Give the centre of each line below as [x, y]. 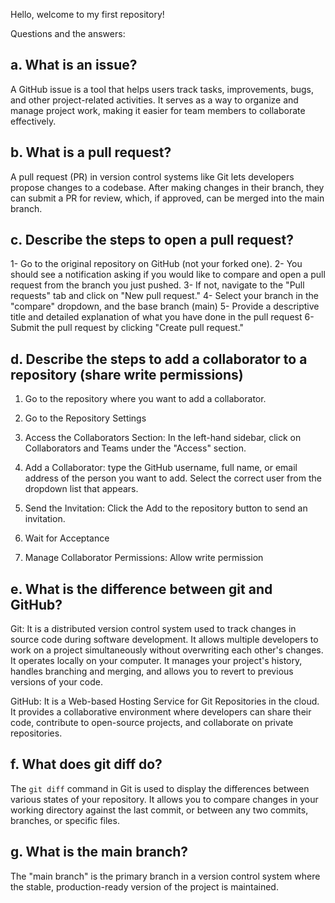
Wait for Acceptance [67, 538]
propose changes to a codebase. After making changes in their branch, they [167, 187]
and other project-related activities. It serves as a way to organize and [154, 100]
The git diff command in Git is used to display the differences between [160, 788]
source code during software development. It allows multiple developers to [164, 640]
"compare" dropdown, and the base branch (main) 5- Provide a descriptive [165, 306]
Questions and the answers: [68, 33]
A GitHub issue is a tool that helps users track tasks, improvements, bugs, [162, 89]
